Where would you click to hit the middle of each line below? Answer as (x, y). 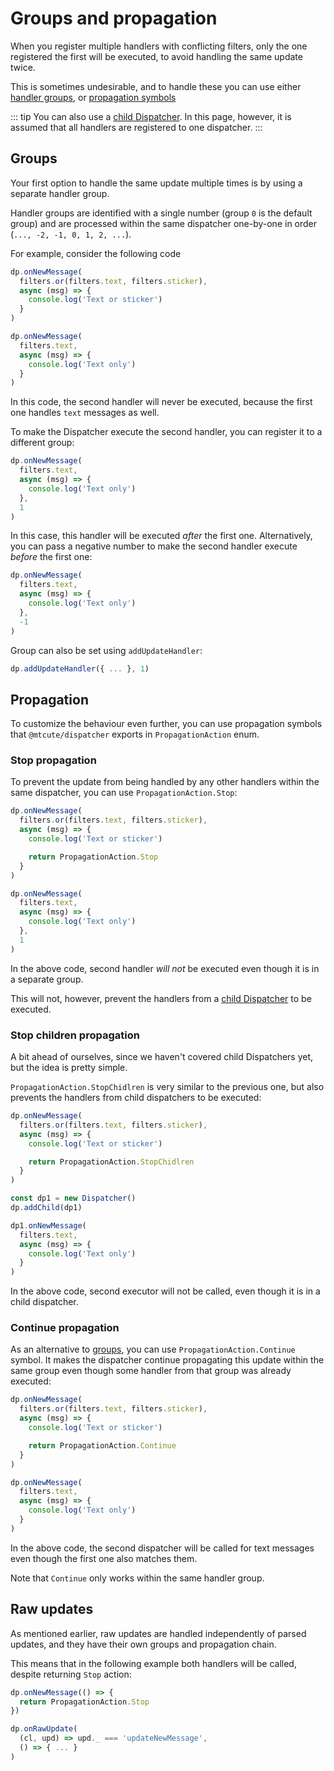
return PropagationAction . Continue (102, 1445)
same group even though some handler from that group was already (151, 1371)
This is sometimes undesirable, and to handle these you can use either (156, 86)
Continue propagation (65, 1328)
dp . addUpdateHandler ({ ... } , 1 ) (80, 668)
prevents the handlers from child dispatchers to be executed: (136, 1098)
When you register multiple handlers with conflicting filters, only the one (159, 46)
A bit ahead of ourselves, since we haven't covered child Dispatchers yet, (162, 1057)
